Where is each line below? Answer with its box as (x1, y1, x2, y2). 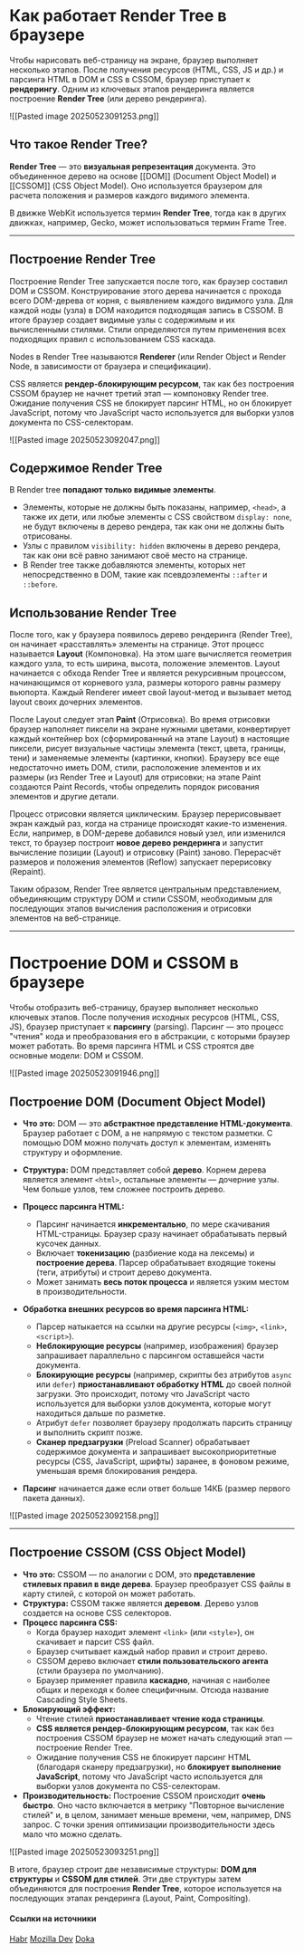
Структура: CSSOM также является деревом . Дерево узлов (22, 1597, 260, 1608)
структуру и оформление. (22, 1146, 123, 1157)
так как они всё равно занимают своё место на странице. (22, 550, 248, 561)
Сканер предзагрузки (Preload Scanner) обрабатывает (35, 1436, 251, 1447)
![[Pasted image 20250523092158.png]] (9, 1509, 160, 1521)
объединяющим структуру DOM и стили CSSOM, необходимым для (9, 894, 273, 905)
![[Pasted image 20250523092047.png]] (9, 434, 161, 445)
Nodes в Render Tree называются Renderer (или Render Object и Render (9, 350, 287, 362)
